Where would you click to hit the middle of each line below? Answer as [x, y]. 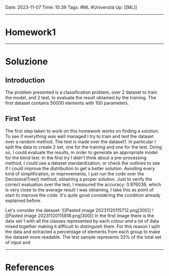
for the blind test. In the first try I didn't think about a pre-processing [76, 158]
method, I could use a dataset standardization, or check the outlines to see [82, 163]
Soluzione [27, 62]
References [30, 267]
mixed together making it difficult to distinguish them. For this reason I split [82, 226]
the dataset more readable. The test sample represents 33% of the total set [83, 237]
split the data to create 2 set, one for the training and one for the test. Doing [83, 147]
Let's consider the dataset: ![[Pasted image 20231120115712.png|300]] [78, 210]
